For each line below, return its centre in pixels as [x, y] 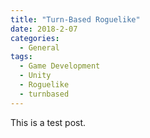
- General [39, 47]
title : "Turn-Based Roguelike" [75, 19]
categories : [35, 38]
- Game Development [60, 66]
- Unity [35, 76]
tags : [21, 57]
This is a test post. [48, 122]
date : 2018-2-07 [44, 29]
